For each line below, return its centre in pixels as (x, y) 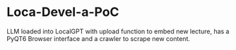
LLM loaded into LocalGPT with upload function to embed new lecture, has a (118, 31)
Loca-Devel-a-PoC (63, 12)
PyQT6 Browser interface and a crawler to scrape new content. (99, 38)
